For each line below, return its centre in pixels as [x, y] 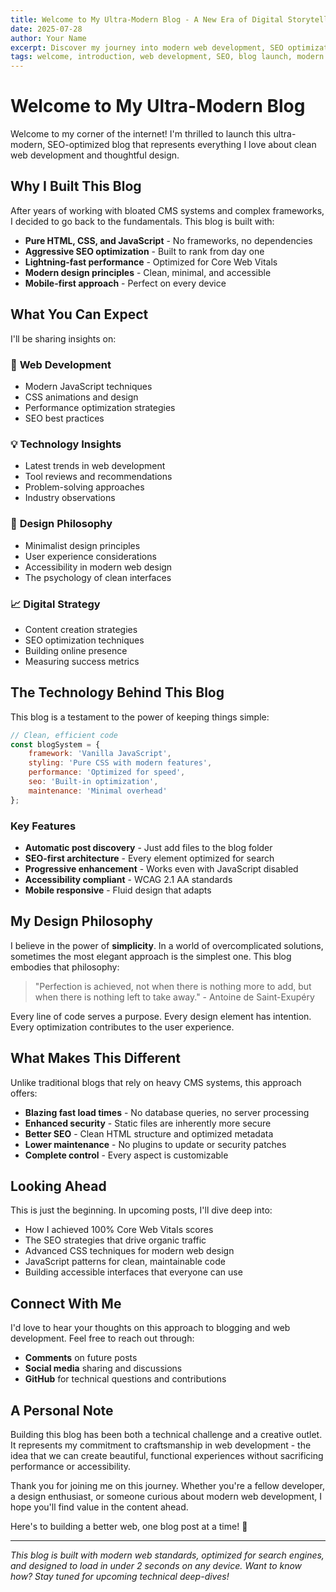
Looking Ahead [58, 1186]
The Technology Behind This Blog [117, 692]
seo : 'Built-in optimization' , [93, 782]
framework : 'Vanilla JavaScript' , [100, 754]
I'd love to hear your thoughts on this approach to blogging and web [150, 1328]
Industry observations [70, 498]
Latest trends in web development [95, 466]
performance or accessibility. [71, 1467]
